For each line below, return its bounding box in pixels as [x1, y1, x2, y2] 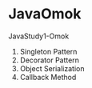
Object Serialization [19, 63, 85, 73]
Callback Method [19, 72, 77, 82]
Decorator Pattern [19, 55, 80, 65]
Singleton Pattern [19, 46, 78, 56]
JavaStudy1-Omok [8, 31, 70, 41]
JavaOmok [8, 5, 82, 23]
